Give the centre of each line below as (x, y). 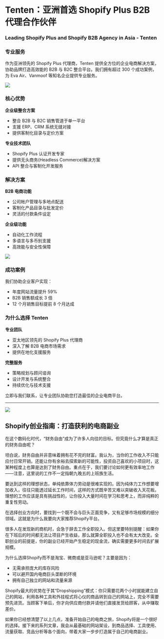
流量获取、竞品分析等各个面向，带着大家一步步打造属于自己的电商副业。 (78, 632)
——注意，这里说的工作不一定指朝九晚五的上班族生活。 (61, 473)
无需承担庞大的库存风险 (36, 568)
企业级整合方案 (20, 110)
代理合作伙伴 (31, 22)
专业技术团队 (18, 143)
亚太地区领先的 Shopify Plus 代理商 (47, 340)
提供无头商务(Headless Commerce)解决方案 (56, 160)
